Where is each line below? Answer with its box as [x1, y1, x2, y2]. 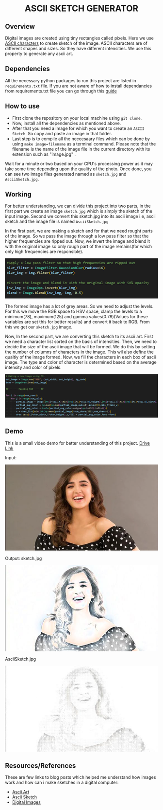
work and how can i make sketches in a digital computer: [5, 779, 119, 786]
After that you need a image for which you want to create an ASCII [12, 125, 145, 131]
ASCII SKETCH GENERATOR [24, 3, 139, 14]
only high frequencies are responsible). [5, 249, 83, 254]
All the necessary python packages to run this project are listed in [5, 77, 137, 83]
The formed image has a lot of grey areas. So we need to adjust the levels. [5, 303, 154, 309]
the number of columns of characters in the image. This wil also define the [5, 349, 154, 355]
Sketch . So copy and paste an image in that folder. [12, 130, 113, 136]
